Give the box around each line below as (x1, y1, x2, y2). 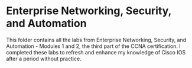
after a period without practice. (6, 55, 82, 62)
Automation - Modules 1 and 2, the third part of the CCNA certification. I (6, 43, 181, 50)
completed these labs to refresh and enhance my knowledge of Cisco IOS (6, 48, 186, 56)
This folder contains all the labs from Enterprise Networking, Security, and (6, 36, 187, 43)
